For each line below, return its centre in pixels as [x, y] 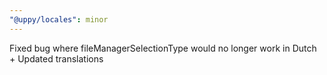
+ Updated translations [56, 58]
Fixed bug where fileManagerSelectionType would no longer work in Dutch [163, 48]
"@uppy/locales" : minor [59, 19]
